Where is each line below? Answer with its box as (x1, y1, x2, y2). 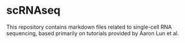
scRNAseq (6, 4, 61, 17)
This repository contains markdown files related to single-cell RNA (6, 23, 172, 30)
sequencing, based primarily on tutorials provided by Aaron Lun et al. (6, 29, 179, 36)
